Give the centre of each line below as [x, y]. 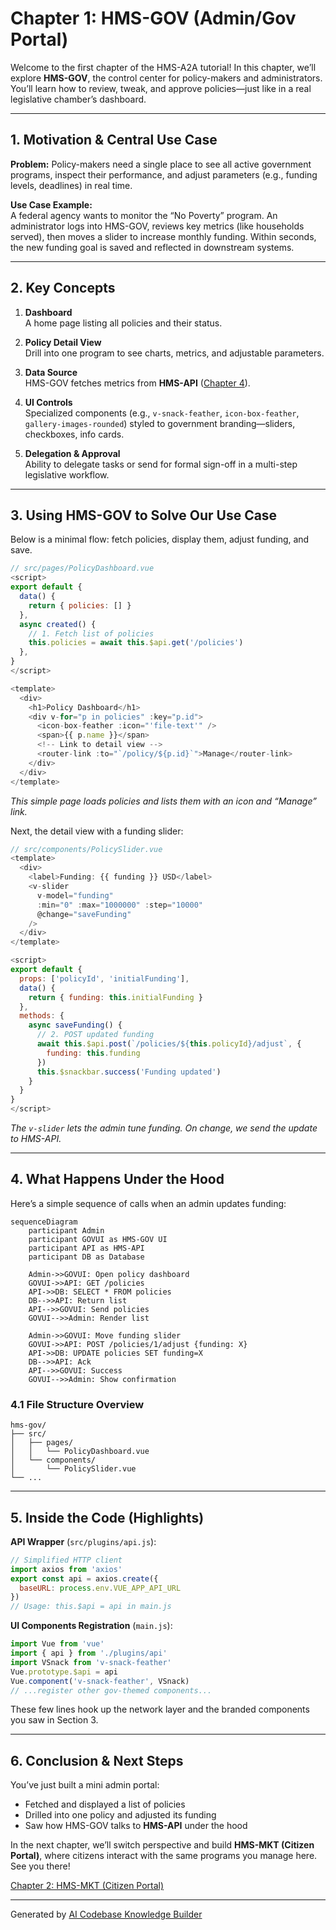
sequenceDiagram [44, 1222]
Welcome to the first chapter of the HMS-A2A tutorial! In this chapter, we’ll [163, 67]
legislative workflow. [67, 474]
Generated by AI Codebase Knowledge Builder [106, 1914]
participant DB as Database [86, 1257]
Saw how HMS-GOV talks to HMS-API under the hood [136, 1826]
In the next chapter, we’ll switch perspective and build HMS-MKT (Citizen [162, 1845]
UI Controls [48, 402]
